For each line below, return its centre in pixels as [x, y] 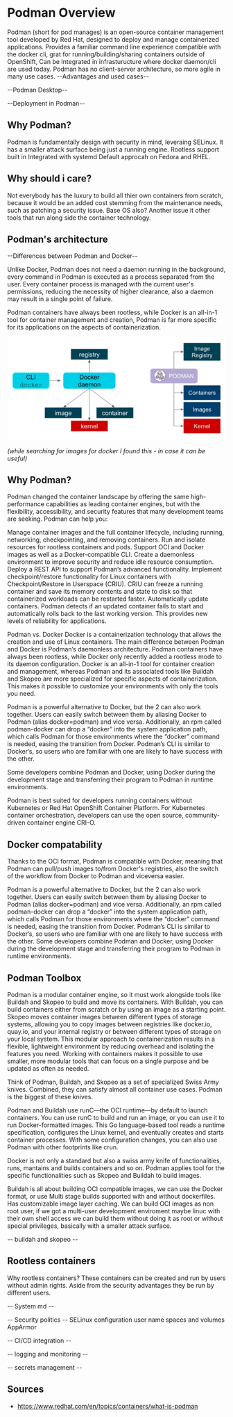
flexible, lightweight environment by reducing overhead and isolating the [111, 1046]
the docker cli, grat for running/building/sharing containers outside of [106, 54]
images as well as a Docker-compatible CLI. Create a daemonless [101, 555]
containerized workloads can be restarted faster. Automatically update [108, 599]
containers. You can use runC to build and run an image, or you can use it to [116, 1118]
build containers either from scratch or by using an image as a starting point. [116, 1010]
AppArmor [22, 1327]
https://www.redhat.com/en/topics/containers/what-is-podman [107, 1406]
